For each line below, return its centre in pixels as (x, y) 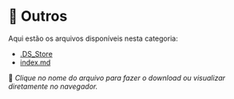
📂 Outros (38, 16)
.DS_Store (36, 53)
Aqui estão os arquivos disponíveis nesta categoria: (93, 38)
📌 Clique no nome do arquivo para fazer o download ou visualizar (117, 77)
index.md (35, 62)
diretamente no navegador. (53, 86)
